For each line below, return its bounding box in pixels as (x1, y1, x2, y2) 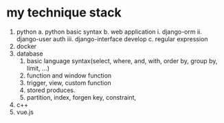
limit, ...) (26, 64, 49, 72)
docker (16, 42, 37, 50)
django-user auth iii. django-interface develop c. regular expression (16, 34, 208, 43)
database (16, 49, 43, 58)
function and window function (26, 71, 112, 80)
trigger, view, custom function (26, 78, 111, 87)
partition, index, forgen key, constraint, (26, 93, 137, 101)
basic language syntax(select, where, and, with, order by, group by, (26, 56, 218, 65)
